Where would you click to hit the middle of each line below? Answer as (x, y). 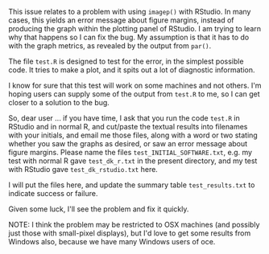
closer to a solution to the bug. (59, 102)
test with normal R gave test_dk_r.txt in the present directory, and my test (133, 161)
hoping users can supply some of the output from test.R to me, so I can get (134, 94)
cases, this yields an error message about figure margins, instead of (122, 20)
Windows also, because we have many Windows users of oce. (112, 242)
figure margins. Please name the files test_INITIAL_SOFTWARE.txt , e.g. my (130, 152)
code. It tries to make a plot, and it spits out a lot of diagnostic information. (132, 70)
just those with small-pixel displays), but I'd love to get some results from (130, 233)
